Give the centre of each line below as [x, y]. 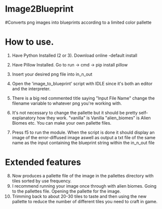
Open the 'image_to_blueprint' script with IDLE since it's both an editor [82, 83]
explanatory [24, 118]
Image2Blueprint [39, 9]
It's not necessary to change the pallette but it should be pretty [75, 113]
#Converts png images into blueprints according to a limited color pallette [78, 22]
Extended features [43, 162]
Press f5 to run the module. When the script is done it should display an [83, 132]
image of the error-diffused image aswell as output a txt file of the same [84, 137]
